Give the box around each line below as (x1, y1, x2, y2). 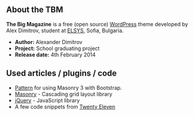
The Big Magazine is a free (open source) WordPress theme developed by (6, 20, 189, 27)
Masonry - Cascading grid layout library (14, 90, 113, 98)
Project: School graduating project (14, 45, 100, 52)
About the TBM (6, 5, 63, 15)
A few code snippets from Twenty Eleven (14, 103, 116, 110)
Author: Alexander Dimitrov (14, 38, 83, 45)
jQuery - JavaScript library (14, 96, 80, 104)
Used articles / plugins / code (6, 68, 117, 79)
